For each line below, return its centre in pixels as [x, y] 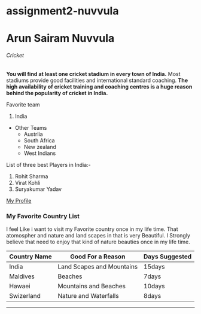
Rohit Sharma [31, 176]
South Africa [39, 140]
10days [154, 286]
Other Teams [31, 127]
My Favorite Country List [43, 216]
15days [154, 266]
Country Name [31, 257]
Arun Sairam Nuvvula [60, 39]
